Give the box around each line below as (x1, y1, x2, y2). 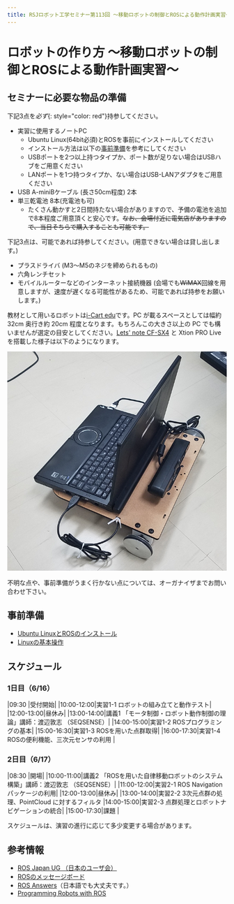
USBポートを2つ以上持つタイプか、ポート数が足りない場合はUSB (27, 152, 215, 161)
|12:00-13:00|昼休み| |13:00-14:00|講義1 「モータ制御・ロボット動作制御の (7, 709, 221, 717)
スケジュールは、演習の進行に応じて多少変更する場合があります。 (7, 822, 196, 830)
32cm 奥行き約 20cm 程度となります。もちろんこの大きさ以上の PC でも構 (7, 319, 221, 328)
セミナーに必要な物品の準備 (7, 92, 127, 104)
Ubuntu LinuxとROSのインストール (17, 629, 118, 638)
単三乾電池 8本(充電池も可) (17, 196, 95, 205)
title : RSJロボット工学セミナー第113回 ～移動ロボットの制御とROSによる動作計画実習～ (7, 11, 231, 18)
